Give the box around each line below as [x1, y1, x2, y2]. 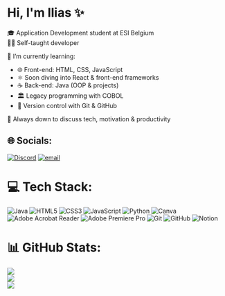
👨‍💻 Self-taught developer [7, 38, 80, 46]
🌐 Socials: [7, 135, 53, 147]
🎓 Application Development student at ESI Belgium [7, 28, 154, 37]
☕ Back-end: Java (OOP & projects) [17, 81, 119, 89]
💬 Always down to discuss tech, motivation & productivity [7, 114, 171, 123]
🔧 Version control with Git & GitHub [17, 101, 118, 110]
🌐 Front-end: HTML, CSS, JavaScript [17, 65, 123, 73]
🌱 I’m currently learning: [7, 52, 76, 60]
